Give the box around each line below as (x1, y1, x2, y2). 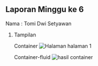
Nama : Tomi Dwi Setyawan (5, 20, 72, 27)
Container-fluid (13, 53, 51, 60)
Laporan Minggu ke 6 (5, 5, 84, 14)
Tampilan (13, 31, 36, 38)
